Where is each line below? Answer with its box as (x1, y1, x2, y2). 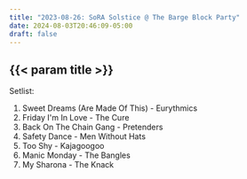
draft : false (9, 29, 58, 38)
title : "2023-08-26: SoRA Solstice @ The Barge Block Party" (9, 12, 241, 22)
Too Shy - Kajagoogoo (21, 141, 105, 152)
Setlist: (9, 86, 35, 97)
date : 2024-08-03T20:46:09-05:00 (9, 21, 133, 30)
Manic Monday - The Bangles (21, 150, 131, 160)
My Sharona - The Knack (21, 160, 114, 170)
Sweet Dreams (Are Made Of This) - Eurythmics (21, 103, 198, 113)
